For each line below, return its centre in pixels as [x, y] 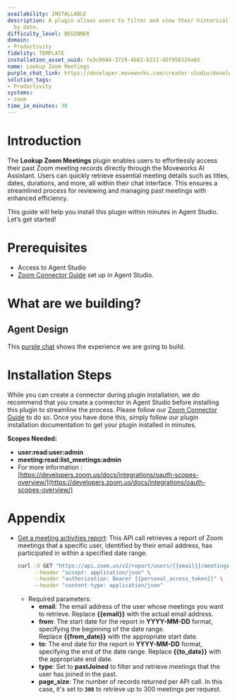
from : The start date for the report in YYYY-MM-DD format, [126, 622]
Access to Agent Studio [52, 267]
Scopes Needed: [32, 438]
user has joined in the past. [78, 674]
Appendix [36, 518]
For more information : [50, 467]
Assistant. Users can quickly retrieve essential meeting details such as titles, [118, 175]
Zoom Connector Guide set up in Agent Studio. [85, 275]
